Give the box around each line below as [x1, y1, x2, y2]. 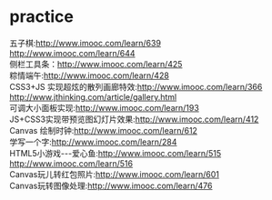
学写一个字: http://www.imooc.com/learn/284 [9, 136, 177, 147]
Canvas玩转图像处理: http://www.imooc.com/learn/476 [9, 180, 213, 191]
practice [9, 6, 75, 27]
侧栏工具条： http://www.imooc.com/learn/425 [9, 58, 183, 69]
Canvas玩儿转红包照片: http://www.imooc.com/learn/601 [9, 168, 220, 179]
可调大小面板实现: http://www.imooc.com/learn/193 [9, 102, 200, 113]
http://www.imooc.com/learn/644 [9, 47, 136, 58]
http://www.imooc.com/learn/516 [9, 157, 134, 169]
